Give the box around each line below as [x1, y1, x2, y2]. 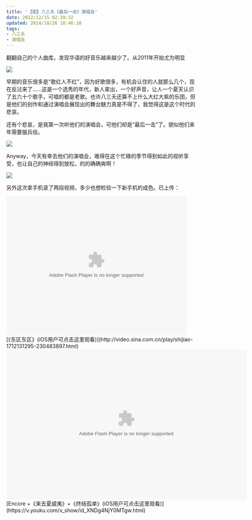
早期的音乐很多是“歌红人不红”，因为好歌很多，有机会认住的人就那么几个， [6, 78, 190, 85]
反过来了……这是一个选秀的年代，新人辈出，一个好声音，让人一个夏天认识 [11, 85, 194, 93]
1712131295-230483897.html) [6, 343, 79, 349]
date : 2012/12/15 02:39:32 [6, 14, 74, 20]
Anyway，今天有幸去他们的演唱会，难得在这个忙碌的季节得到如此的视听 [6, 153, 184, 159]
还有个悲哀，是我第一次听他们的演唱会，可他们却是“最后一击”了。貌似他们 [6, 121, 190, 128]
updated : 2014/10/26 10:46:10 [6, 20, 82, 26]
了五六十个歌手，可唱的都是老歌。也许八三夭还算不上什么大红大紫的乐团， [6, 93, 190, 100]
